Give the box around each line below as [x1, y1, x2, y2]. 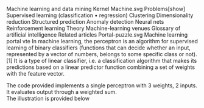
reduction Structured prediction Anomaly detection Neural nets [6, 18, 164, 25]
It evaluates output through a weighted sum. [6, 88, 117, 95]
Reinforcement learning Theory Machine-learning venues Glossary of [6, 24, 181, 32]
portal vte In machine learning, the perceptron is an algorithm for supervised [6, 38, 198, 45]
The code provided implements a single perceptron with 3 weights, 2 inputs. [6, 82, 198, 89]
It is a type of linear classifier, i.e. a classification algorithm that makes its [13, 57, 197, 64]
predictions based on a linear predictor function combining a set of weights [6, 63, 195, 71]
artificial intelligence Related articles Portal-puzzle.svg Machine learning [6, 31, 188, 38]
